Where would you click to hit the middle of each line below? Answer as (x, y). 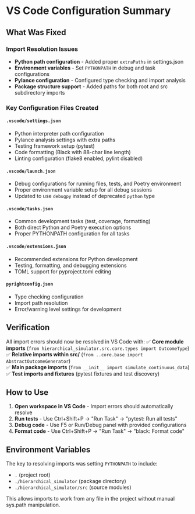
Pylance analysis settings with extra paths (65, 140)
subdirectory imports (40, 92)
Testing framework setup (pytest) (54, 146)
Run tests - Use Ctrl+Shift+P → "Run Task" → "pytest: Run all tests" (96, 419)
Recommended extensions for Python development (76, 259)
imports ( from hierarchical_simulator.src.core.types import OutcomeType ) (98, 348)
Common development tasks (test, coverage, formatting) (82, 221)
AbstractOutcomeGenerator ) (38, 361)
